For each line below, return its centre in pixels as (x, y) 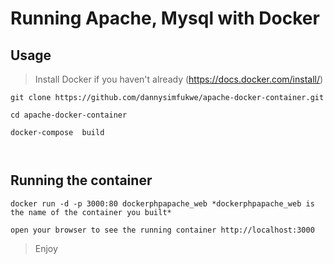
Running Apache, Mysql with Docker (165, 18)
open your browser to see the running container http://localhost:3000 (162, 230)
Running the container (81, 180)
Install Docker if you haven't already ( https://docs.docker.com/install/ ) (179, 79)
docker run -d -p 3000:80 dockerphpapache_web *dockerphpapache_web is (162, 203)
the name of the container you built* (91, 212)
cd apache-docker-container (69, 115)
